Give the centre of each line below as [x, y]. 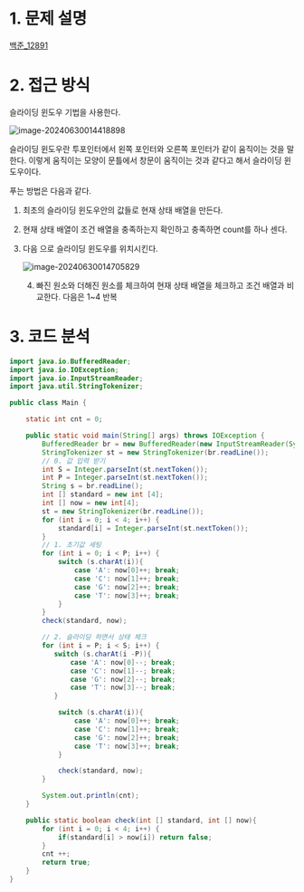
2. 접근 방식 [50, 86]
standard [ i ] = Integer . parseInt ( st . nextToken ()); [153, 528]
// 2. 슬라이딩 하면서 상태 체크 [95, 638]
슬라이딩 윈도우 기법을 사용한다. [65, 112]
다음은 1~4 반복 [90, 296]
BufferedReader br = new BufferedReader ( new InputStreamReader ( [166, 444]
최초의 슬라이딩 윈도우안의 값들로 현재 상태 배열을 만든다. [123, 210]
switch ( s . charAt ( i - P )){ [103, 654]
